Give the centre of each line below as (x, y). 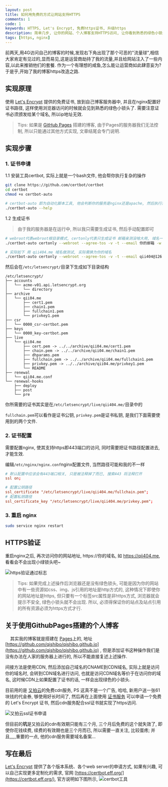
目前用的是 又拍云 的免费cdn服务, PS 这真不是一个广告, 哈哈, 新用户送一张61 (82, 690)
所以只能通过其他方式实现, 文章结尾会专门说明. (72, 131)
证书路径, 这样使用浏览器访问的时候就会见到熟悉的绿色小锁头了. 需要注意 (80, 108)
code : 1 (13, 24)
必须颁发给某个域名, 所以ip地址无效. (46, 114)
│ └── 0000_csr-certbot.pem (37, 325)
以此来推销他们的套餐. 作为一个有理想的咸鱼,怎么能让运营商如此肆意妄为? (86, 65)
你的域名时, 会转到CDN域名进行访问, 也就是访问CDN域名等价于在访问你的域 (83, 673)
